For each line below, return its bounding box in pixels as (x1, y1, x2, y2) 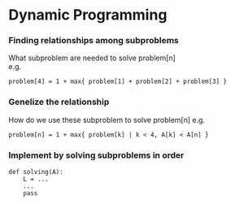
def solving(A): (8, 168, 63, 177)
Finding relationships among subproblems (8, 35, 179, 46)
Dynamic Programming (8, 6, 168, 24)
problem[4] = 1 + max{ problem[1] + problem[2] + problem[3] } (8, 77, 228, 86)
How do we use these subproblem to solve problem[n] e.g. (8, 115, 206, 124)
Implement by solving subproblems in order (8, 149, 185, 160)
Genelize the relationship (8, 96, 110, 107)
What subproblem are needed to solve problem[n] (8, 53, 176, 63)
